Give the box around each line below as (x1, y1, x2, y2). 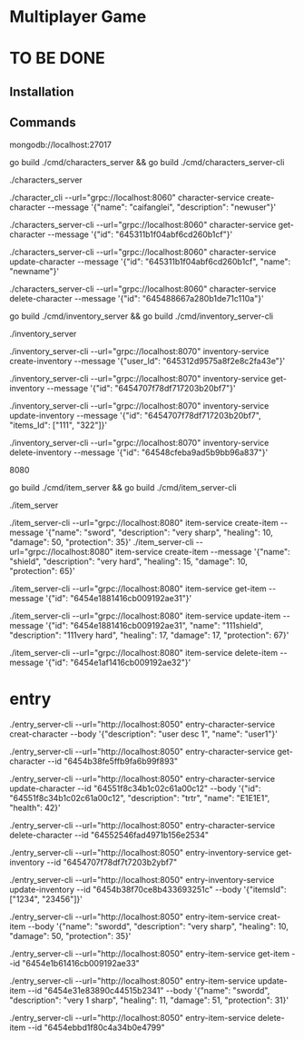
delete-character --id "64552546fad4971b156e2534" (9, 829, 210, 840)
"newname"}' (9, 265, 60, 276)
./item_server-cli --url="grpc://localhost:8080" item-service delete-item (9, 647, 279, 658)
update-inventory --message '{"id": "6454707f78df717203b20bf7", (9, 410, 261, 421)
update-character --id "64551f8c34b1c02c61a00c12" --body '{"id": (9, 783, 261, 794)
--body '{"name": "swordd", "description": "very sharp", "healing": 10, (27, 920, 289, 932)
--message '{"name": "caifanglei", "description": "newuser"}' (47, 202, 277, 213)
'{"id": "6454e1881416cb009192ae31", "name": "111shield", (44, 619, 264, 630)
